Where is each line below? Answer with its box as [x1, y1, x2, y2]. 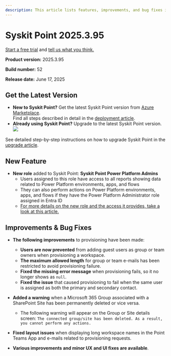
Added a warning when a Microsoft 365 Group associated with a [12, 295, 149, 300]
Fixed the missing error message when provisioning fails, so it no [20, 269, 159, 274]
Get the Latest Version [5, 90, 78, 100]
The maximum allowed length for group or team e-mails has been [20, 257, 160, 264]
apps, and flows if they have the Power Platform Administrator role [20, 192, 160, 198]
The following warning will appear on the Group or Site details [20, 310, 150, 316]
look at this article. [20, 208, 60, 215]
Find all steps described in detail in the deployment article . [12, 115, 135, 122]
